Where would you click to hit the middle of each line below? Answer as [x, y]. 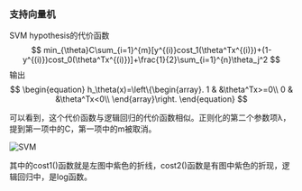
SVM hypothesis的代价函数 [59, 36]
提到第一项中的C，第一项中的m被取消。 [83, 129]
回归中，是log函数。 [55, 177]
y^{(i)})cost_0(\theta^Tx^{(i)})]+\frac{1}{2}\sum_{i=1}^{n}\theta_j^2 [145, 59]
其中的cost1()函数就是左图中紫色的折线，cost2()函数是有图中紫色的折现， [146, 166]
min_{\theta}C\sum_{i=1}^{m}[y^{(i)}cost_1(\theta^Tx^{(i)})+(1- [158, 50]
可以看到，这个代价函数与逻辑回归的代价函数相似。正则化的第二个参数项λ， [150, 118]
